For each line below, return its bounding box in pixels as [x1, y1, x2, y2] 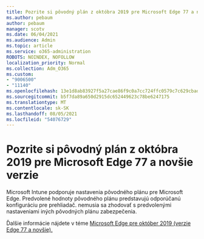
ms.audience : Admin [6, 37, 56, 43]
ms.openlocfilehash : [6, 88, 59, 94]
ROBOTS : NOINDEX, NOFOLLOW [6, 54, 75, 60]
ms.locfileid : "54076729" [6, 116, 72, 122]
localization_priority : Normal [6, 60, 86, 66]
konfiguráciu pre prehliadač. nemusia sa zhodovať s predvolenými [6, 201, 172, 209]
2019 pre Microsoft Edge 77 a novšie [6, 156, 194, 169]
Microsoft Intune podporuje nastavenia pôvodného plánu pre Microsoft [6, 189, 183, 196]
